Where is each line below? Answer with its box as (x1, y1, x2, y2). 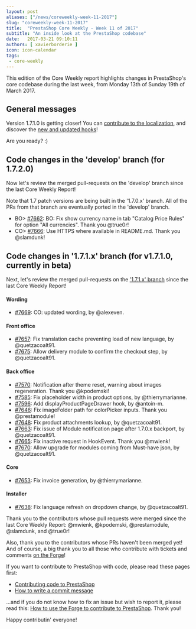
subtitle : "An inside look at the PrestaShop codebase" (6, 31, 146, 37)
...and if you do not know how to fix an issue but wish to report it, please (6, 598, 182, 605)
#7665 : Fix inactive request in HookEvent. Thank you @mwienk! (14, 437, 171, 445)
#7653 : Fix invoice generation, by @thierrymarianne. (14, 476, 143, 484)
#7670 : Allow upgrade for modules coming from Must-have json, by (14, 444, 180, 451)
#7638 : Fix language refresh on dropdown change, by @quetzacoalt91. (14, 503, 188, 510)
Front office (6, 322, 35, 329)
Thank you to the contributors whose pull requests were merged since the (6, 515, 187, 522)
